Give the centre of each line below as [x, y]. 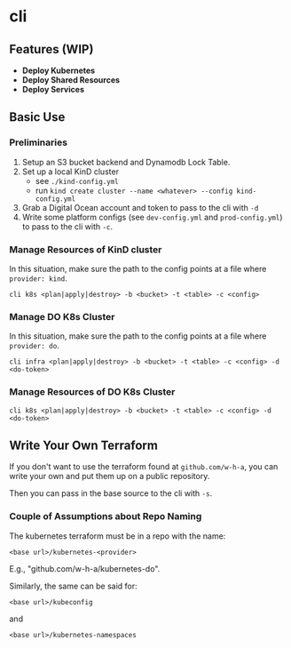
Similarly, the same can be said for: [73, 586]
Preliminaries [39, 142]
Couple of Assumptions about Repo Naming [106, 516]
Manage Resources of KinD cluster [86, 249]
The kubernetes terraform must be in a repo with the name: [118, 536]
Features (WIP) [51, 49]
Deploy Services [53, 89]
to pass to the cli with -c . [67, 226]
